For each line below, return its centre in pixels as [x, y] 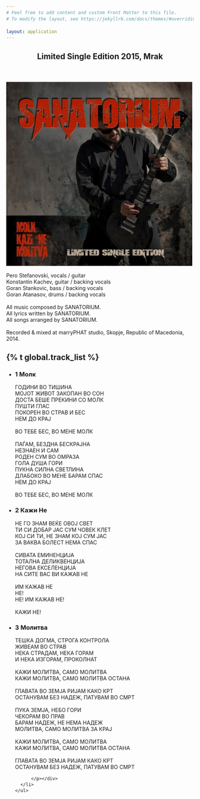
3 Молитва [31, 627]
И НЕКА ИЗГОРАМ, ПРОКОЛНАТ [56, 659]
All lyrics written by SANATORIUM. [49, 313]
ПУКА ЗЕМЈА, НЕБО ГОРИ [48, 710]
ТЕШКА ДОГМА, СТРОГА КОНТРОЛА [62, 640]
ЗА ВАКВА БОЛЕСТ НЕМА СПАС [56, 542]
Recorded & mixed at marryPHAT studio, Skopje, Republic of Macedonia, [95, 332]
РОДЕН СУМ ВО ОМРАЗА [47, 457]
